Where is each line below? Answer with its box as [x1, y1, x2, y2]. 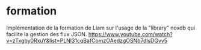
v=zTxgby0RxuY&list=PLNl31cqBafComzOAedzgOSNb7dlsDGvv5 [6, 37, 167, 44]
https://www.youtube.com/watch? [88, 30, 173, 37]
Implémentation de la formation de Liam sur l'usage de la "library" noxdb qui [6, 24, 196, 31]
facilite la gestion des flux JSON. [6, 30, 87, 37]
